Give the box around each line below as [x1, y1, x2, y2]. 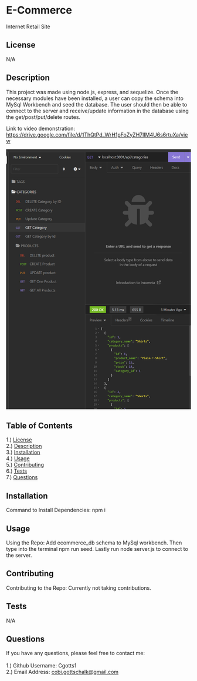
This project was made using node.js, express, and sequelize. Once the [6, 88, 179, 95]
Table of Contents [6, 420, 73, 430]
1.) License [6, 436, 32, 443]
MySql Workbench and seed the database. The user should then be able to [6, 101, 188, 108]
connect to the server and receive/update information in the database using [6, 107, 189, 114]
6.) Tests [6, 467, 28, 474]
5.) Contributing [6, 461, 44, 469]
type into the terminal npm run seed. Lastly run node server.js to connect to [6, 545, 189, 552]
